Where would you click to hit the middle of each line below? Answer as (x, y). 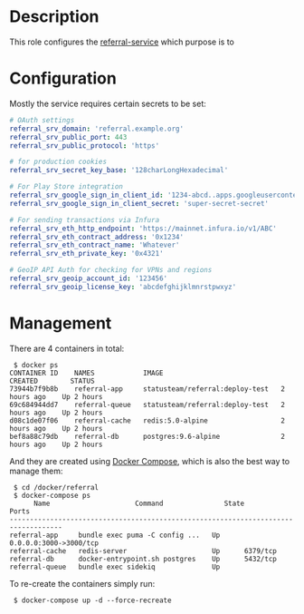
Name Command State (139, 503)
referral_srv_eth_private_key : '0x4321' (87, 254)
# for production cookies (58, 162)
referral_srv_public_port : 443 (68, 137)
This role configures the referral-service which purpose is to (122, 42)
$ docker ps (36, 365)
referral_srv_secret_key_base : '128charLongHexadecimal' (119, 171)
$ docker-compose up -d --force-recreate (92, 600)
